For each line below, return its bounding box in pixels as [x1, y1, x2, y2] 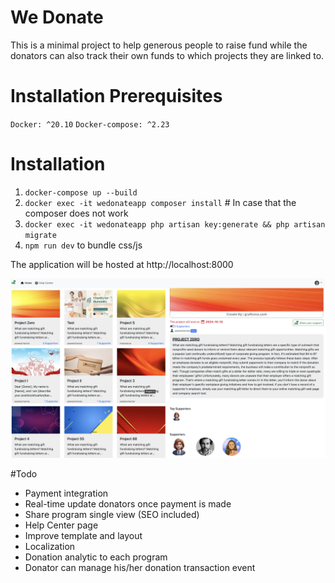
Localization [24, 541, 76, 553]
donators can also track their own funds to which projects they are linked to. [10, 49, 325, 61]
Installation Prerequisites [10, 85, 223, 108]
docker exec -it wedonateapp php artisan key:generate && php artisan [24, 219, 326, 230]
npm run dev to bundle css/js [24, 239, 143, 251]
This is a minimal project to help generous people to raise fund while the [10, 39, 308, 51]
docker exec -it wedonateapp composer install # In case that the [24, 196, 297, 208]
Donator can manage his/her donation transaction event [24, 562, 256, 574]
